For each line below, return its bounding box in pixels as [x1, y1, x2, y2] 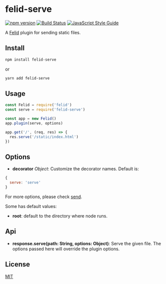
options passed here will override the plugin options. [12, 246, 120, 252]
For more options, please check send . [5, 194, 83, 200]
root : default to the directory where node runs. [12, 213, 108, 219]
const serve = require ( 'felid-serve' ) [5, 107, 85, 112]
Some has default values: [5, 203, 57, 209]
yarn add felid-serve [5, 75, 50, 80]
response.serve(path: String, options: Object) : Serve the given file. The [12, 240, 161, 246]
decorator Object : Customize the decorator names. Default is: [12, 166, 139, 172]
